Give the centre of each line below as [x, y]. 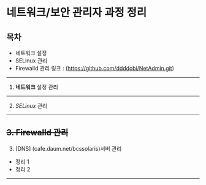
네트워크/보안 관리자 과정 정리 [77, 13]
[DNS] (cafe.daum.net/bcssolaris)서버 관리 [68, 148]
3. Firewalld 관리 [37, 133]
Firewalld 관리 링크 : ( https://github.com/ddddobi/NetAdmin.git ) [95, 68]
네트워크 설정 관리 [36, 87]
